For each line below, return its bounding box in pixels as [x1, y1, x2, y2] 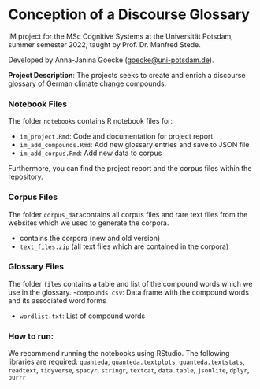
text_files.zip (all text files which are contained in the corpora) [19, 242, 229, 251]
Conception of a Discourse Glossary [8, 6, 251, 24]
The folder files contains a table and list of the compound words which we [8, 279, 253, 288]
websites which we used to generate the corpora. [8, 218, 169, 228]
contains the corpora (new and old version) [19, 233, 161, 243]
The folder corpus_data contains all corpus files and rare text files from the [8, 209, 248, 219]
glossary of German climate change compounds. [8, 79, 167, 88]
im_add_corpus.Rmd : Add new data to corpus [19, 148, 162, 158]
